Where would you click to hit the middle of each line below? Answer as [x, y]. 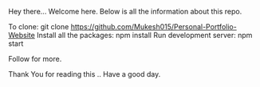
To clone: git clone [39, 26]
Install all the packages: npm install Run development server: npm [145, 35]
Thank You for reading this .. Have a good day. [85, 74]
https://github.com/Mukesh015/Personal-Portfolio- [154, 26]
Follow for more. [35, 59]
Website [22, 35]
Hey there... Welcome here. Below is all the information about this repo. [125, 11]
